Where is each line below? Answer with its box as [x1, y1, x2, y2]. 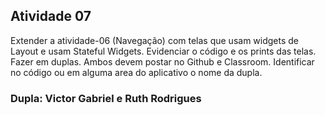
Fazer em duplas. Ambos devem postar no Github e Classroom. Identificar [10, 55, 315, 68]
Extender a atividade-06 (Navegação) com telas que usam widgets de [10, 34, 300, 46]
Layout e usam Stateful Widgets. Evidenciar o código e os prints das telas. [10, 45, 317, 57]
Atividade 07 [10, 8, 92, 25]
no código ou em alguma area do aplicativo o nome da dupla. [10, 66, 263, 78]
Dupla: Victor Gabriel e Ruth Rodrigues [10, 91, 202, 105]
